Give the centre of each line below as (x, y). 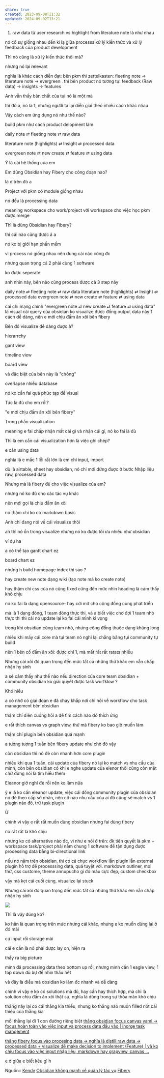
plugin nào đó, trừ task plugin (35, 803)
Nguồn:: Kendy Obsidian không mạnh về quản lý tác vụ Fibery (68, 1071)
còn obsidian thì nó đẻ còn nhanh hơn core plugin (55, 754)
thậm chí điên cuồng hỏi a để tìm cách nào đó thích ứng (62, 715)
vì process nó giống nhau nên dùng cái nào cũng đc (58, 254)
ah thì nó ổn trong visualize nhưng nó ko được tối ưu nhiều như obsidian (78, 532)
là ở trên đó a (18, 182)
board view (16, 365)
